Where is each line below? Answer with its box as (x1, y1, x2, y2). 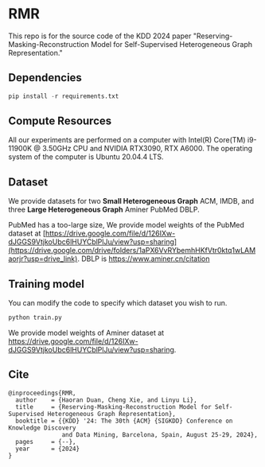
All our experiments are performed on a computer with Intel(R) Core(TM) (8, 135, 246, 145)
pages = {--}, (15, 438, 77, 446)
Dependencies (8, 71, 82, 84)
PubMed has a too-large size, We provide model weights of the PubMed (8, 220, 245, 230)
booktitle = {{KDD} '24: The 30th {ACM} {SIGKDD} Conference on (15, 417, 233, 425)
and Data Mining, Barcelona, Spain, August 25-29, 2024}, (61, 430, 259, 438)
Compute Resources (8, 115, 112, 128)
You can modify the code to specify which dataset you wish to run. (8, 298, 228, 308)
